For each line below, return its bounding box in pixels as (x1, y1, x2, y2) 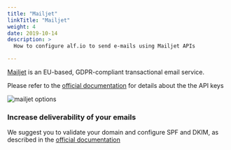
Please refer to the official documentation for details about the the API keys (7, 82, 224, 89)
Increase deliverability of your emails (7, 112, 136, 122)
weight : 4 (7, 23, 36, 30)
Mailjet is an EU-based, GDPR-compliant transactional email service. (7, 68, 205, 76)
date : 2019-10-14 (7, 29, 58, 37)
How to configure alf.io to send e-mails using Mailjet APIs (13, 43, 196, 50)
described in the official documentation (7, 135, 121, 144)
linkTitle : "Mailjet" (7, 17, 71, 24)
